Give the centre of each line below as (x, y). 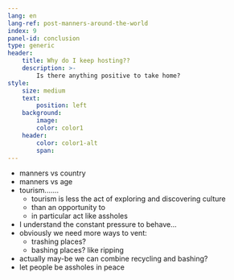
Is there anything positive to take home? (109, 76)
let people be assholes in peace (72, 267)
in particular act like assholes (79, 216)
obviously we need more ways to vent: (83, 233)
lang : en (22, 16)
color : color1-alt (67, 143)
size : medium (44, 91)
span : (46, 150)
